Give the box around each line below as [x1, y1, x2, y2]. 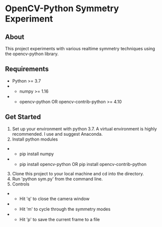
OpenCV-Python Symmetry [5, 3, 119, 14]
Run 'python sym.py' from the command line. [12, 176, 103, 182]
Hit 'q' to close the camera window [19, 196, 90, 202]
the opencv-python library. [5, 51, 59, 57]
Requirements [5, 65, 49, 73]
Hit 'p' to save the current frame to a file [19, 216, 100, 222]
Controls [12, 181, 30, 187]
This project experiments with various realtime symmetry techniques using [5, 46, 155, 51]
